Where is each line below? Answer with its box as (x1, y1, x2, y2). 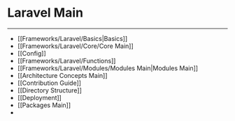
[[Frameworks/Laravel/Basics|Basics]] (17, 34, 128, 42)
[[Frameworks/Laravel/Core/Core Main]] (17, 42, 134, 50)
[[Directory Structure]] (17, 86, 83, 95)
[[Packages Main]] (17, 101, 71, 109)
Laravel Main (7, 5, 84, 21)
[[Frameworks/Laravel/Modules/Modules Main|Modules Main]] (17, 64, 198, 72)
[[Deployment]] (17, 93, 62, 102)
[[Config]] (17, 49, 47, 57)
